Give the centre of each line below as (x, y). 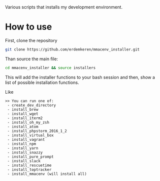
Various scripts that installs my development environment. (64, 7)
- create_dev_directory (32, 105)
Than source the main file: (32, 59)
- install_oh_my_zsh (28, 122)
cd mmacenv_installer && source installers (50, 68)
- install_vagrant (26, 139)
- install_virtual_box (31, 135)
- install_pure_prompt (31, 156)
